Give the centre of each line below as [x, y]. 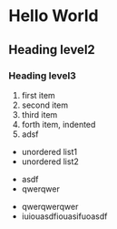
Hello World [54, 16]
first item [38, 95]
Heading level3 [42, 76]
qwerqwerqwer [50, 206]
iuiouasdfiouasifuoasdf [64, 216]
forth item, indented [58, 124]
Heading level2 [52, 50]
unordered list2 [50, 161]
